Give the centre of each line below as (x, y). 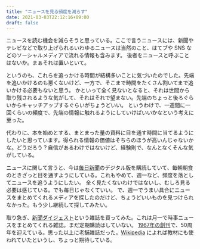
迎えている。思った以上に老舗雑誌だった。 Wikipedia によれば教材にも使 (105, 232)
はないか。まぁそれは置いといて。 (48, 63)
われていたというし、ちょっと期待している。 (61, 240)
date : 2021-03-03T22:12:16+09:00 (48, 17)
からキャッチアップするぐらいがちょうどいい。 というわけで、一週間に (98, 105)
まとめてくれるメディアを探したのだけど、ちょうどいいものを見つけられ (105, 198)
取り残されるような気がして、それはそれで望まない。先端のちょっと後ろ (95, 98)
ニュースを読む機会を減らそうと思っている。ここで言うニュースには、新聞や (100, 41)
